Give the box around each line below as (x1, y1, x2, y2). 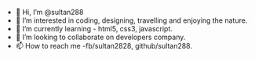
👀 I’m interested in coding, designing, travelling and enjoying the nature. (15, 16, 248, 25)
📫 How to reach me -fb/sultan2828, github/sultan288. (15, 42, 192, 50)
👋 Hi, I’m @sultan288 (15, 8, 84, 16)
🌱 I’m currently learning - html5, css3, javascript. (15, 24, 173, 33)
